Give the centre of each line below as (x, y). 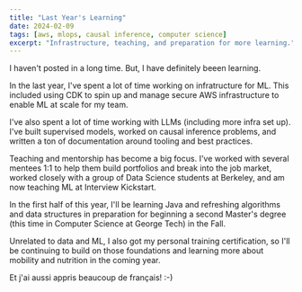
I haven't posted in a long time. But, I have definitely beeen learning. (135, 68)
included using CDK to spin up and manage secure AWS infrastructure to (144, 95)
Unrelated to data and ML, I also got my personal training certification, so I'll (150, 241)
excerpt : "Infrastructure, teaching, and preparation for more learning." (152, 43)
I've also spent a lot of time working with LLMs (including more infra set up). (150, 122)
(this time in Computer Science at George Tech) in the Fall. (118, 224)
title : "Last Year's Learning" (68, 18)
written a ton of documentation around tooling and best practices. (131, 141)
